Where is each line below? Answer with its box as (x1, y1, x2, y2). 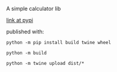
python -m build (6, 50, 47, 56)
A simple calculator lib (6, 5, 61, 12)
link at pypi (6, 17, 34, 23)
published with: (6, 28, 44, 35)
